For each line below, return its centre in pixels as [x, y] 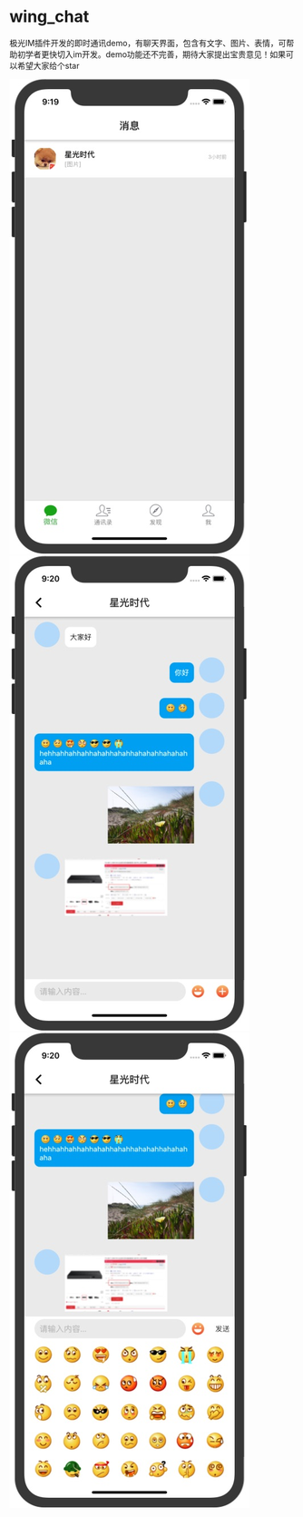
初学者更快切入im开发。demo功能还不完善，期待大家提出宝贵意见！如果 [151, 54]
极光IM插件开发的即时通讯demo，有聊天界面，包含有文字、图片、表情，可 [148, 43]
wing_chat [49, 17]
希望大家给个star [48, 65]
